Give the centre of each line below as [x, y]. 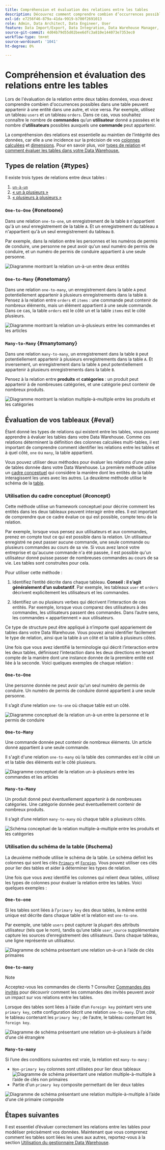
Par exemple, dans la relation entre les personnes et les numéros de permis [82, 241]
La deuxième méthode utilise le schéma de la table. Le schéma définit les [79, 857]
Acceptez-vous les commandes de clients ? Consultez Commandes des [78, 987]
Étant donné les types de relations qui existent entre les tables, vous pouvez [82, 432]
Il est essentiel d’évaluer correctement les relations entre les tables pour [78, 1127]
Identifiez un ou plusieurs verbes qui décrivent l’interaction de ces [79, 602]
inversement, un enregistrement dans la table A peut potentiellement [74, 364]
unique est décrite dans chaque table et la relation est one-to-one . [72, 915]
